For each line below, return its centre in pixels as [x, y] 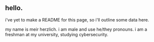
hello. [14, 8]
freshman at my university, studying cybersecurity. [57, 34]
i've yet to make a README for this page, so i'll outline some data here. [77, 20]
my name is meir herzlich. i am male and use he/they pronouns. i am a [76, 29]
